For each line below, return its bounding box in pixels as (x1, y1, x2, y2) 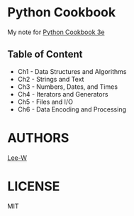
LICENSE (7, 178, 60, 194)
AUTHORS (7, 129, 69, 146)
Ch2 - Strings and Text (17, 75, 84, 83)
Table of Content (7, 48, 83, 60)
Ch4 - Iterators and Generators (17, 90, 108, 98)
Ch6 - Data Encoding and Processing (17, 104, 126, 114)
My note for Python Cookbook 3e (7, 28, 105, 36)
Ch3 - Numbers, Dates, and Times (17, 82, 118, 91)
